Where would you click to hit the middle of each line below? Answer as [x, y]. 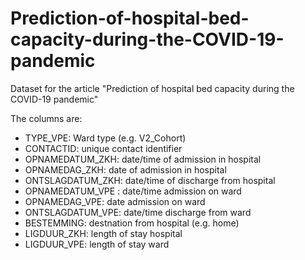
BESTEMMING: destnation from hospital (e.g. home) [132, 223]
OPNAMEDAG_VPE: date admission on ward [115, 201]
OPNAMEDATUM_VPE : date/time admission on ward [133, 191]
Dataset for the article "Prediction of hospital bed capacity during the [152, 88]
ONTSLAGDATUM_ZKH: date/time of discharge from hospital [150, 180]
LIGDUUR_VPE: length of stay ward [97, 244]
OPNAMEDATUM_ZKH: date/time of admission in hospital [143, 159]
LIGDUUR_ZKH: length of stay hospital [103, 233]
